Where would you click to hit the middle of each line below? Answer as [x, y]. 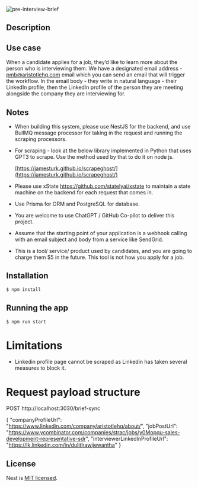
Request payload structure [73, 392]
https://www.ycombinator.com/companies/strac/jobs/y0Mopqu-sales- [94, 432]
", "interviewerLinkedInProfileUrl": [127, 439]
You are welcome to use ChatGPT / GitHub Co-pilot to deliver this [95, 216]
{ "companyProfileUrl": [34, 420]
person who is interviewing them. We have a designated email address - [94, 69]
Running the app [37, 308]
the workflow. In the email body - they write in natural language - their [91, 81]
